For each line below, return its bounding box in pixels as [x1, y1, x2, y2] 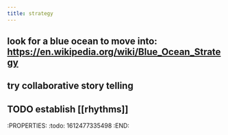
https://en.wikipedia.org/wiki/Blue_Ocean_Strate [7, 46, 221, 58]
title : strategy [7, 10, 53, 17]
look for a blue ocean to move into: [7, 36, 157, 47]
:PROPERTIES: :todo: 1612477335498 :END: [7, 121, 130, 130]
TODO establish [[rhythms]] [7, 103, 129, 115]
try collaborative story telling [7, 80, 134, 92]
